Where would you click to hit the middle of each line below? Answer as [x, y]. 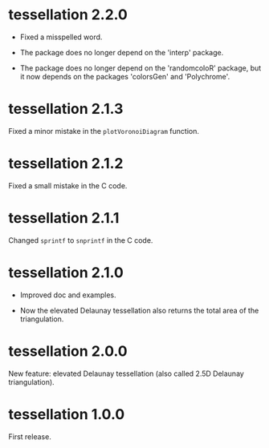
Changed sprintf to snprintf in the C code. [81, 240]
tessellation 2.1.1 [64, 218]
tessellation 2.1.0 [66, 272]
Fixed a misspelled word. [61, 37]
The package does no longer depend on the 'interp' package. [122, 52]
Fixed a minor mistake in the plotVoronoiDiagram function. [104, 131]
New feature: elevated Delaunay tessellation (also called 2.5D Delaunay [126, 373]
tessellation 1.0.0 [67, 414]
